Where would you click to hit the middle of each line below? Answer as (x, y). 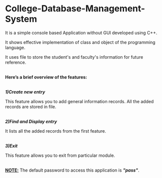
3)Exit (11, 145)
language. (15, 47)
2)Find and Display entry (31, 121)
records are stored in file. (31, 107)
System (21, 19)
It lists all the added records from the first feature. (56, 131)
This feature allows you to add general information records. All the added (80, 101)
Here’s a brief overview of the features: (46, 77)
